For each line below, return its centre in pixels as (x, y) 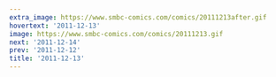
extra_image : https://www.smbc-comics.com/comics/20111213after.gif (138, 17)
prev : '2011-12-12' (45, 50)
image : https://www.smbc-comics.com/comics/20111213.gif (116, 34)
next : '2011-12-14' (45, 42)
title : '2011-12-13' (47, 58)
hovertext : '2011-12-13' (55, 26)
